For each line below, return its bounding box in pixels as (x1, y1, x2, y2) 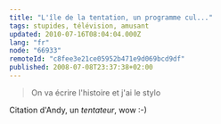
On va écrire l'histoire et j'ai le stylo (30, 87, 161, 98)
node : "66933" (9, 46, 62, 55)
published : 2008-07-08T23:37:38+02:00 (9, 63, 153, 72)
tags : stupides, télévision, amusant (9, 21, 150, 30)
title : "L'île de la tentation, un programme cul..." (9, 12, 214, 22)
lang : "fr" (9, 37, 50, 47)
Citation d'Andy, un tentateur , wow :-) (9, 104, 147, 115)
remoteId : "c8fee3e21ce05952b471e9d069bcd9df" (9, 54, 185, 63)
